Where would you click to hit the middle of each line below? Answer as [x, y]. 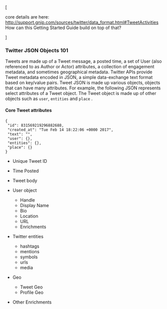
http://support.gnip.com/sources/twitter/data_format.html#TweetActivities [82, 22]
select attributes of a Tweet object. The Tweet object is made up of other [81, 93]
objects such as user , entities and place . [49, 99]
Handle [27, 200]
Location [29, 216]
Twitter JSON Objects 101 [37, 50]
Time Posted [26, 171]
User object [25, 190]
